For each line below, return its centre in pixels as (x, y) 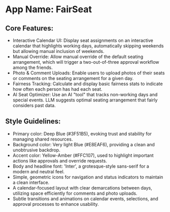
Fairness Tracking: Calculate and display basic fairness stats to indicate (88, 84)
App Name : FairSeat (49, 9)
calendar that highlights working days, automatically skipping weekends (88, 46)
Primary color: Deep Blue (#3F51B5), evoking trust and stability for (82, 134)
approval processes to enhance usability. (56, 204)
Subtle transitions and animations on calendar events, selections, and (86, 198)
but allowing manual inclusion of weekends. (59, 51)
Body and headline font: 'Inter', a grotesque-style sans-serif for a (81, 166)
